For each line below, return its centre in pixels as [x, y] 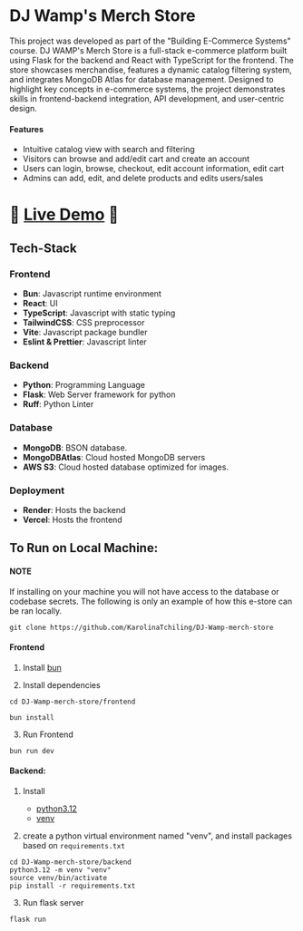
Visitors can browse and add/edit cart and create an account [136, 159]
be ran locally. [35, 611]
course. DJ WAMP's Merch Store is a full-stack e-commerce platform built [148, 50]
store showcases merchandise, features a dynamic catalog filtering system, [151, 70]
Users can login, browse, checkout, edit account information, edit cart [153, 169]
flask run [28, 919]
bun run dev [32, 751]
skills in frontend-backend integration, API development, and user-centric [147, 98]
